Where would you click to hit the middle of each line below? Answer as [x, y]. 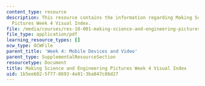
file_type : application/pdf [42, 35]
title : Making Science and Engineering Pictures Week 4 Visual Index [97, 68]
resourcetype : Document [37, 62]
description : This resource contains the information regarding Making [99, 18]
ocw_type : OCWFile [30, 46]
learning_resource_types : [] [43, 40]
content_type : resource [37, 12]
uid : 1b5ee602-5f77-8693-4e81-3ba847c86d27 [63, 74]
